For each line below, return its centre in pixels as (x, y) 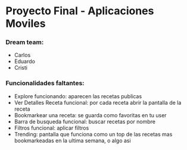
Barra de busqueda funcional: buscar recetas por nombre (85, 121)
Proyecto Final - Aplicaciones (80, 11)
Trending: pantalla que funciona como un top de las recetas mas (93, 134)
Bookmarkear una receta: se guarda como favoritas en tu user (91, 115)
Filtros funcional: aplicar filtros (52, 128)
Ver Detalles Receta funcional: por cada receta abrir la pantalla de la (98, 102)
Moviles (26, 24)
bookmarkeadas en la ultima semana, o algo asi (73, 140)
